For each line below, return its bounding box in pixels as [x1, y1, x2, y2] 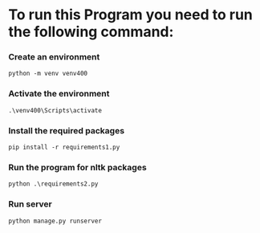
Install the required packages [8, 125, 125, 136]
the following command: [8, 22, 174, 41]
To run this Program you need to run [8, 6, 253, 24]
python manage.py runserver [8, 217, 103, 225]
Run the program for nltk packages [8, 162, 147, 173]
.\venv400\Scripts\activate [8, 106, 103, 114]
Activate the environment [8, 88, 110, 100]
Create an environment [8, 51, 100, 63]
